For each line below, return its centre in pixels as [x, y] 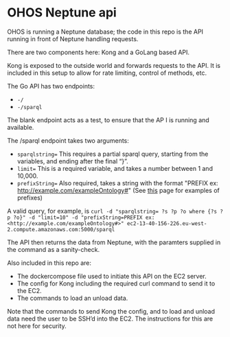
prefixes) [30, 198]
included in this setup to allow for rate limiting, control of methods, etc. [107, 73]
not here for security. [37, 326]
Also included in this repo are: [49, 263]
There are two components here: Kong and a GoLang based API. [99, 52]
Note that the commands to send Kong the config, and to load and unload [111, 311]
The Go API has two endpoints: [51, 86]
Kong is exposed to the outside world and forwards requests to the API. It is [114, 65]
